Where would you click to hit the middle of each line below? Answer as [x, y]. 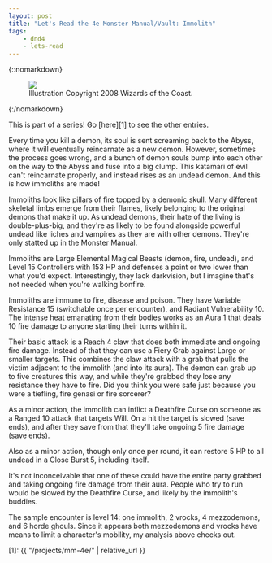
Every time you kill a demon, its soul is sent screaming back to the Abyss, [131, 141]
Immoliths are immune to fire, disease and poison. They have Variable [125, 300]
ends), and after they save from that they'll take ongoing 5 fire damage [127, 427]
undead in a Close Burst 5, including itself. [79, 460]
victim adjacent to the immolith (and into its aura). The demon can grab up [132, 368]
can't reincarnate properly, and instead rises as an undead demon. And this [135, 175]
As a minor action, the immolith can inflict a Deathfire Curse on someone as [135, 410]
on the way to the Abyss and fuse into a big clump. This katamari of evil [128, 167]
